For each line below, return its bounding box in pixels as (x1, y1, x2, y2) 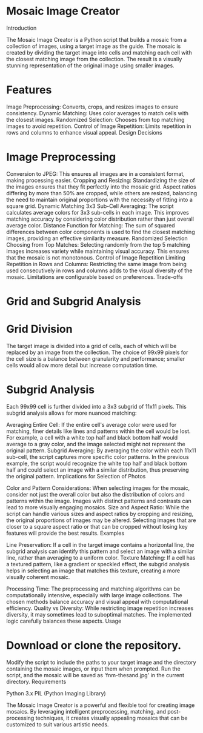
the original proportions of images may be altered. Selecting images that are (6, 517, 196, 524)
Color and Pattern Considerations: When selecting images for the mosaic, (6, 484, 190, 492)
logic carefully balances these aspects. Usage (6, 617, 122, 624)
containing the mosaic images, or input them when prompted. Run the (6, 665, 181, 672)
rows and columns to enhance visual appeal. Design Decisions (6, 129, 162, 136)
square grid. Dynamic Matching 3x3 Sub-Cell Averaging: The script (6, 202, 174, 210)
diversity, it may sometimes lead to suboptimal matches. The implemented (6, 611, 192, 618)
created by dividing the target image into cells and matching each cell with (6, 49, 192, 56)
